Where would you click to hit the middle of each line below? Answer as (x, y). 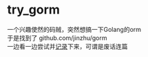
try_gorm (34, 10)
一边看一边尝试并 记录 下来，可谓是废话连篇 (67, 46)
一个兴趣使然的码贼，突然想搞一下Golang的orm (74, 29)
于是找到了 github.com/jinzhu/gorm (57, 38)
